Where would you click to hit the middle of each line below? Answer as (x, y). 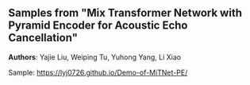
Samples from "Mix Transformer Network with (125, 13)
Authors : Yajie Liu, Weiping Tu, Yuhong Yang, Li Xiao (94, 57)
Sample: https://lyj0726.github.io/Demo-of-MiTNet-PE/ (98, 72)
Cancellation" (43, 38)
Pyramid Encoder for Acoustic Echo (98, 26)
